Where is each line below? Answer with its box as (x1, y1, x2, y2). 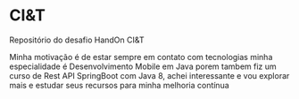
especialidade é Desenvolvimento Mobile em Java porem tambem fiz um (9, 61, 277, 72)
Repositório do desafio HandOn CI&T (9, 34, 145, 45)
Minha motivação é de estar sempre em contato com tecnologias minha (9, 51, 273, 62)
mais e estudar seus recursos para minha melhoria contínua (9, 80, 229, 90)
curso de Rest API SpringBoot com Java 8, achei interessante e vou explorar (9, 70, 290, 80)
